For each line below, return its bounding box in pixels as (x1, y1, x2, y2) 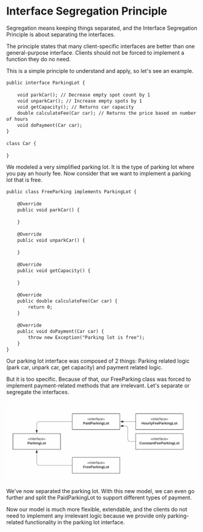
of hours (6, 116, 28, 122)
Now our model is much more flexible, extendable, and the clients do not (6, 505, 188, 513)
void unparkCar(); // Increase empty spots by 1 (17, 98, 142, 104)
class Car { (6, 140, 36, 146)
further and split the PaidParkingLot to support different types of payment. (6, 494, 192, 501)
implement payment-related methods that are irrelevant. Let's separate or (6, 381, 190, 389)
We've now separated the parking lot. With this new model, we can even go (6, 487, 195, 494)
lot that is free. (6, 176, 42, 183)
